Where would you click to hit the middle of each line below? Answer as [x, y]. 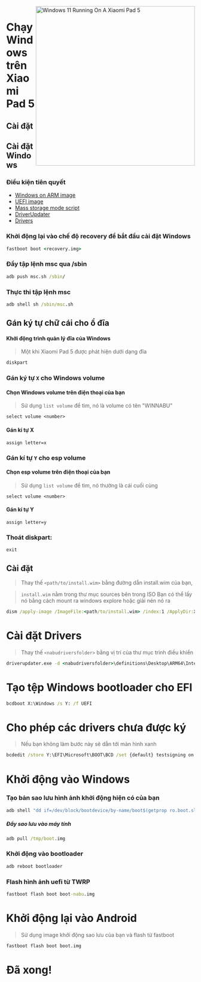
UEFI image [29, 202]
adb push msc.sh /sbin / [36, 276]
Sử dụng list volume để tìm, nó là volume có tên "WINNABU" [97, 406]
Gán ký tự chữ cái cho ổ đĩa [58, 323]
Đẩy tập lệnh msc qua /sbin [47, 264]
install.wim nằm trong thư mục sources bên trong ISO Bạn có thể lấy [106, 594]
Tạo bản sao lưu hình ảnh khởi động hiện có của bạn [83, 798]
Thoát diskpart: [29, 537]
